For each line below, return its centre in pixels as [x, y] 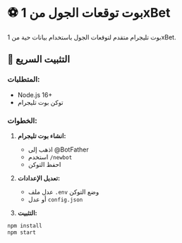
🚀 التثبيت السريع [39, 60]
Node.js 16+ [35, 94]
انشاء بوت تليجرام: [42, 136]
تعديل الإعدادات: [39, 178]
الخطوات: [22, 120]
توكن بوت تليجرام [40, 102]
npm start [22, 232]
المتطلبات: [24, 80]
